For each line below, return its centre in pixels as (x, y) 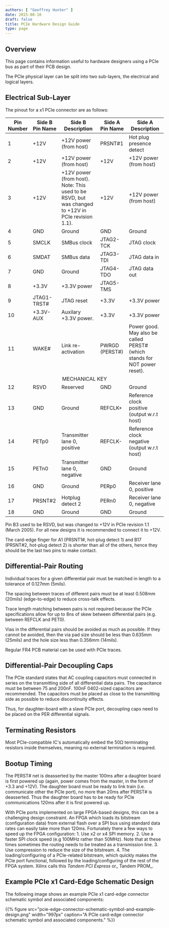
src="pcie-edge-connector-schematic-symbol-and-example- (92, 909)
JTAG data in (144, 257)
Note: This (73, 185)
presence (140, 143)
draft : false (19, 19)
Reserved (72, 387)
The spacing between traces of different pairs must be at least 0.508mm (80, 593)
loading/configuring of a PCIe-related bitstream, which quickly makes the (81, 855)
